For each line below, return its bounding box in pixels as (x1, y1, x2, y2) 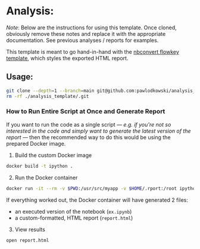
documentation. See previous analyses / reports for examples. (6, 36, 159, 44)
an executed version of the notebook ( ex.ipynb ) (14, 208, 132, 215)
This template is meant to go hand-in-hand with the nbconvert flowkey (6, 48, 180, 55)
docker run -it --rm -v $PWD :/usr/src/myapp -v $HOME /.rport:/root (6, 185, 177, 192)
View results (14, 226, 46, 233)
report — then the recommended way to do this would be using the (6, 133, 171, 141)
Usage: (6, 72, 34, 82)
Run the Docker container (14, 174, 78, 181)
